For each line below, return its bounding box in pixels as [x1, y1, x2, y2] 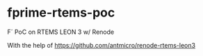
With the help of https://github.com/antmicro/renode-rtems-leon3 [7, 41, 196, 49]
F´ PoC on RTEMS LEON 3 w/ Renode [7, 28, 115, 36]
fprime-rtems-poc [7, 5, 115, 21]
